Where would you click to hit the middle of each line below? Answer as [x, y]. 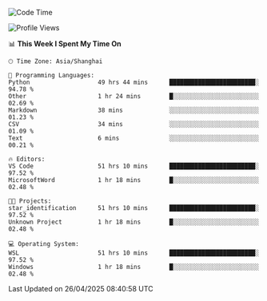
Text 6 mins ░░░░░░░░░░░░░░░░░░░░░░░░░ [134, 138]
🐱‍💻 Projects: [30, 201]
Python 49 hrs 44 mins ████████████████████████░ [134, 82]
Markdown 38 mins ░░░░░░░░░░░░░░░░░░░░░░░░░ [134, 110]
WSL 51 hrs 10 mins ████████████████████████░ [134, 253]
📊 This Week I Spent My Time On [65, 44]
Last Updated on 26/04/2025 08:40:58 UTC [81, 289]
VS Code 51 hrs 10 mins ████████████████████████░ [134, 166]
